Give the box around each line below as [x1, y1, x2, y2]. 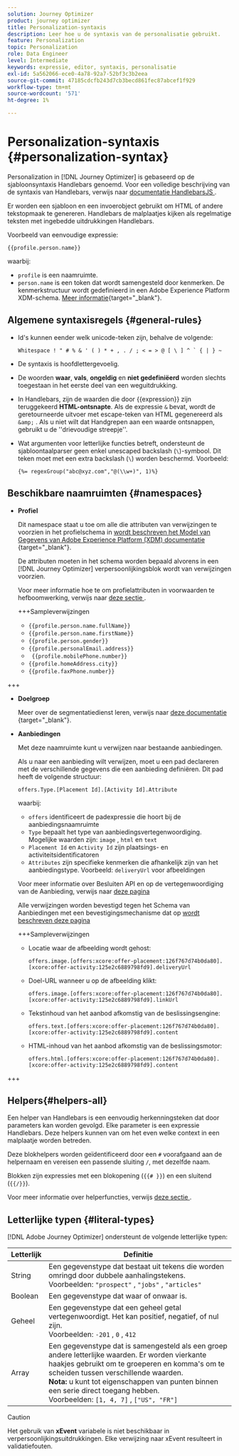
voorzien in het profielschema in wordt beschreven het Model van [17, 528, 211, 536]
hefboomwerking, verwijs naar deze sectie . [17, 593, 147, 602]
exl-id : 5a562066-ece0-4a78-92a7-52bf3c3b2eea [7, 70, 148, 77]
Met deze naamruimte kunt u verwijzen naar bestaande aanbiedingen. [17, 743, 223, 752]
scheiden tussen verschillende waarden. [48, 1368, 184, 1378]
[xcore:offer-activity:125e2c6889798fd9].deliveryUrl [28, 963, 191, 971]
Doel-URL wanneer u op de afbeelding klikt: [28, 976, 157, 985]
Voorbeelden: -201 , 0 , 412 [48, 1330, 137, 1340]
